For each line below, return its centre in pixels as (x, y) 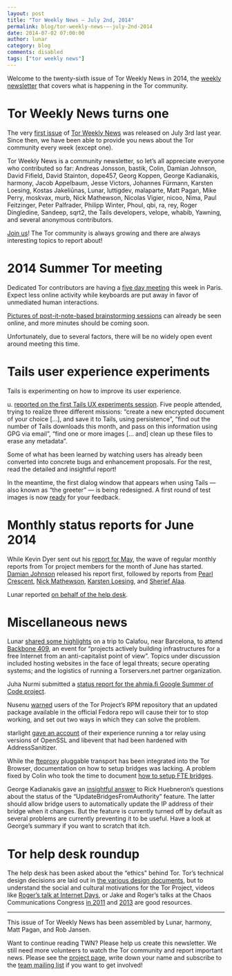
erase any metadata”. (37, 441)
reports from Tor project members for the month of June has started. (105, 566)
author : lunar (28, 39)
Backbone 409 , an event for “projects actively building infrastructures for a (114, 649)
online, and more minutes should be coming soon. (78, 323)
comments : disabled (35, 53)
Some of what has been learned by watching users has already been (105, 454)
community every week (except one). (60, 147)
